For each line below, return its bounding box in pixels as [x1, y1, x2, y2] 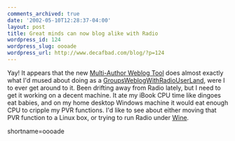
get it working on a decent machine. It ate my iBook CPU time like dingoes [7, 90, 221, 99]
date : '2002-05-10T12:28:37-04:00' [7, 17, 112, 24]
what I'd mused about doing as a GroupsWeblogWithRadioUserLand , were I [7, 76, 226, 84]
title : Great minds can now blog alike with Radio [7, 29, 159, 37]
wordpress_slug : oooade [7, 43, 77, 50]
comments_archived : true [7, 10, 80, 18]
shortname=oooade [7, 127, 65, 135]
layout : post [7, 23, 46, 30]
